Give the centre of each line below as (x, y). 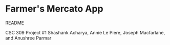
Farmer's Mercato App (54, 9)
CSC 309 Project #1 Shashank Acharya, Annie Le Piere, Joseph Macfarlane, (85, 32)
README (15, 23)
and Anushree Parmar (28, 38)
